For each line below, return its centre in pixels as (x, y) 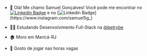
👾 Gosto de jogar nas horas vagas (44, 48)
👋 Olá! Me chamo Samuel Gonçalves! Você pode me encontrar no (76, 8)
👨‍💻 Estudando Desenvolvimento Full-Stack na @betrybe (66, 27)
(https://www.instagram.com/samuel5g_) (51, 18)
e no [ (53, 13)
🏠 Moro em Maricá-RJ (33, 37)
